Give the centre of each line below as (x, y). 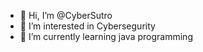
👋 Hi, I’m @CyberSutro (66, 15)
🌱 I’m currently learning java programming (106, 36)
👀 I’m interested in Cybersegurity (87, 26)
